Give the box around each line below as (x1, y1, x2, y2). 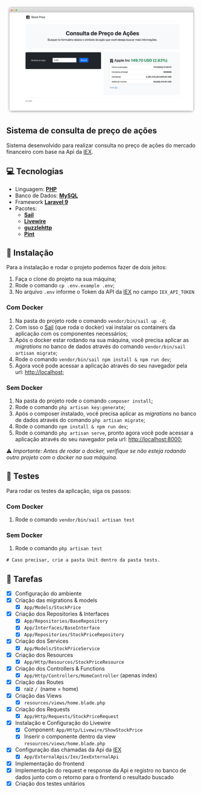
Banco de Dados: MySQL (14, 192, 78, 199)
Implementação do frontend (14, 760, 84, 767)
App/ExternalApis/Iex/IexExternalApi (24, 754, 119, 760)
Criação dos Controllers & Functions (14, 664, 106, 672)
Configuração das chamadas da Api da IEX (14, 746, 122, 753)
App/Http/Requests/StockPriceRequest (24, 714, 119, 720)
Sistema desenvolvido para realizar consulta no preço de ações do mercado (6, 141, 196, 149)
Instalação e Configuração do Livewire (14, 719, 111, 727)
